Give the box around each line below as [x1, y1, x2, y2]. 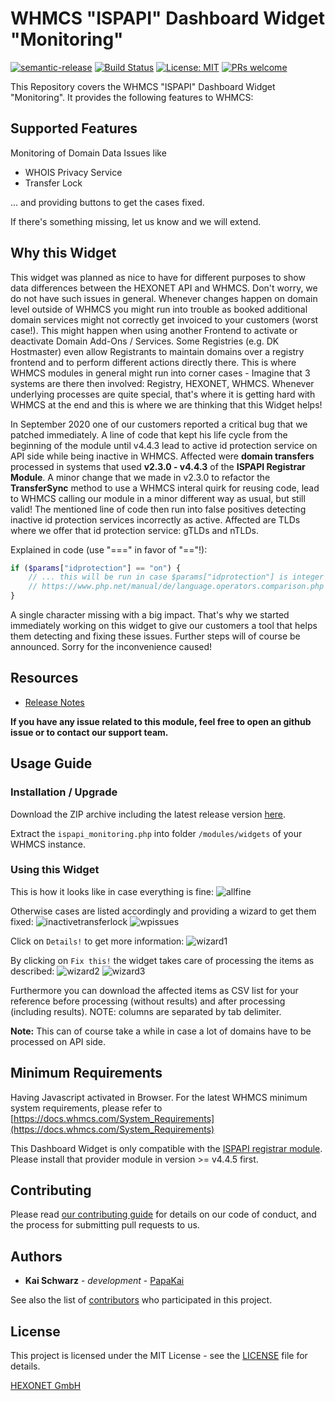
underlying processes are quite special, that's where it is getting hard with [10, 388, 316, 400]
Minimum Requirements [10, 1065, 163, 1082]
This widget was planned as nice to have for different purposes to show [10, 271, 306, 283]
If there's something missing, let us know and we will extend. [10, 215, 262, 227]
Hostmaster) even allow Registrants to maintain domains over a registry [10, 345, 305, 357]
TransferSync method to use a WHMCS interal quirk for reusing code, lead [10, 482, 320, 494]
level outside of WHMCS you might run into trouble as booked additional [10, 303, 308, 315]
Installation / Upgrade [10, 785, 118, 799]
